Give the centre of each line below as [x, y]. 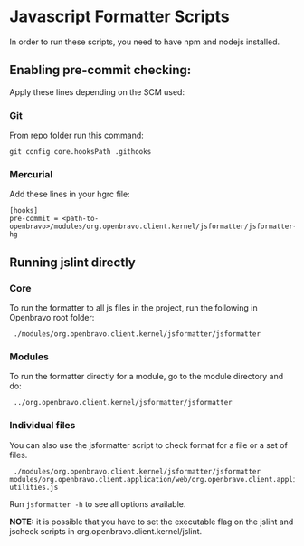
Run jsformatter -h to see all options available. [98, 503]
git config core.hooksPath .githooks [81, 152]
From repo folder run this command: [77, 135]
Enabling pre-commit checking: [100, 70]
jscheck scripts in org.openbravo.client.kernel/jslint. [106, 531]
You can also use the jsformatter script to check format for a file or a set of [148, 445]
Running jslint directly [72, 262]
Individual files [43, 426]
